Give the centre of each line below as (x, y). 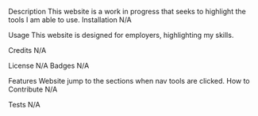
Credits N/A (27, 50)
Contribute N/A (33, 89)
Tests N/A (25, 105)
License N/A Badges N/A (49, 65)
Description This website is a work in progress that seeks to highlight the (127, 11)
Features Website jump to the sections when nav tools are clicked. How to (129, 81)
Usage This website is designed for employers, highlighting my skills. (121, 35)
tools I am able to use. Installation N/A (70, 20)
